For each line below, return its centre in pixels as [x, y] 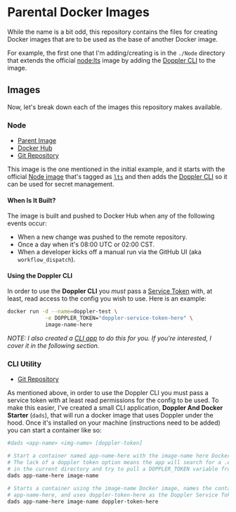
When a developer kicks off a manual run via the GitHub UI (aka [109, 252]
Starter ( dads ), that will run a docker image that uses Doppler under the [110, 416]
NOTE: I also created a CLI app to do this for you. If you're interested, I [110, 338]
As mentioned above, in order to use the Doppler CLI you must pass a [108, 393]
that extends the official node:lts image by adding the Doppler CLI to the [112, 60]
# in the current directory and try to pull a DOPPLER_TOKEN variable [113, 469]
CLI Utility [25, 364]
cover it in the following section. [53, 346]
